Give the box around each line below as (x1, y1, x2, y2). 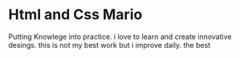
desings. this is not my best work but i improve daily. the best (8, 40, 211, 49)
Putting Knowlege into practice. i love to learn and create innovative (8, 32, 232, 41)
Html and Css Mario (8, 6, 143, 24)
